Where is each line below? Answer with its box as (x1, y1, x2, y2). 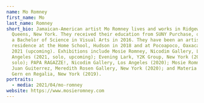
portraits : (6, 76, 34, 82)
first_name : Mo (6, 15, 45, 21)
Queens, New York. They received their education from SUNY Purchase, (12, 32, 194, 38)
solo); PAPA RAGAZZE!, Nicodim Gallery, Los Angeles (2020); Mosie (12, 59, 186, 65)
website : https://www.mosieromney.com (6, 88, 104, 94)
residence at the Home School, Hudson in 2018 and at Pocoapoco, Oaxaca (12, 43, 200, 49)
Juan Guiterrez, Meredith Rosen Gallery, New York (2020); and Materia (12, 65, 197, 71)
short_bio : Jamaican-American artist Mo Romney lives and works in (6, 25, 181, 32)
